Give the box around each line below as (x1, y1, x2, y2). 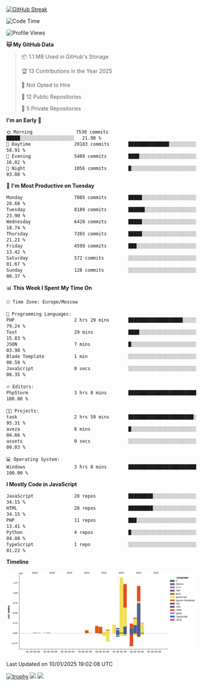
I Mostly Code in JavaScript (6, 481, 78, 487)
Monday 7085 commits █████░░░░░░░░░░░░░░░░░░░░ (6, 194, 197, 200)
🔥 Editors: (6, 384, 35, 390)
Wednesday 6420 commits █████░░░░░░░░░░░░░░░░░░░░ (6, 219, 197, 225)
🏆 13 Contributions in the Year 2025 (21, 67, 113, 74)
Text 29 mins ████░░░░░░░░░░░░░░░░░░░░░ (6, 329, 197, 335)
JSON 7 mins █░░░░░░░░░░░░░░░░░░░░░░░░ (6, 341, 197, 348)
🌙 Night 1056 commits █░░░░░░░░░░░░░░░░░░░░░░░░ (6, 165, 197, 171)
